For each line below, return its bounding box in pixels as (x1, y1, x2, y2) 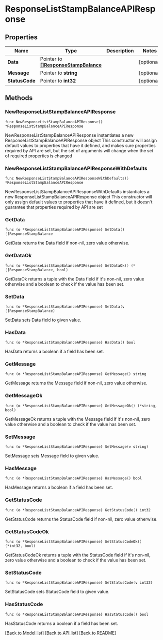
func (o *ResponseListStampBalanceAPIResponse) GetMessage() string (5, 372, 147, 377)
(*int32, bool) (5, 543, 36, 548)
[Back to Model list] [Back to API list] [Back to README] (5, 630, 116, 636)
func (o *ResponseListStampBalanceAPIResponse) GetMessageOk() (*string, (5, 403, 158, 408)
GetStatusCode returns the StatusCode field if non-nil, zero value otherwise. (5, 516, 158, 522)
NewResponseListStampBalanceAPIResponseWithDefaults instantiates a (5, 188, 149, 195)
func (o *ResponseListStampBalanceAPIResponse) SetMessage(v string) (5, 444, 149, 449)
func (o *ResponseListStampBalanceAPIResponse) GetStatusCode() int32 (5, 508, 151, 512)
